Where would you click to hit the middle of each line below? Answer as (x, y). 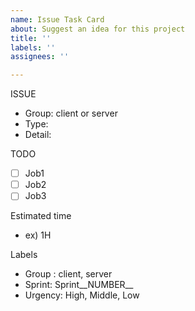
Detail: (38, 135)
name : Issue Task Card (57, 19)
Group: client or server (71, 113)
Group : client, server (68, 274)
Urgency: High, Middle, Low (82, 295)
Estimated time (41, 216)
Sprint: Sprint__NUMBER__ (79, 285)
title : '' (31, 38)
